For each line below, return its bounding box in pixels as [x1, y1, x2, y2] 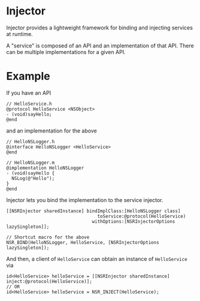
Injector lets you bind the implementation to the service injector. [6, 196, 163, 203]
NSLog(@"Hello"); [11, 175, 55, 181]
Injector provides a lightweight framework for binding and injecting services [6, 24, 193, 31]
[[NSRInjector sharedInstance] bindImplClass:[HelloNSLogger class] [6, 208, 181, 214]
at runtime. [6, 30, 33, 37]
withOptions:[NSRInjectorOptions [92, 218, 175, 224]
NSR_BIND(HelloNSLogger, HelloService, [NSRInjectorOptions [6, 239, 160, 245]
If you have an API [6, 89, 51, 97]
